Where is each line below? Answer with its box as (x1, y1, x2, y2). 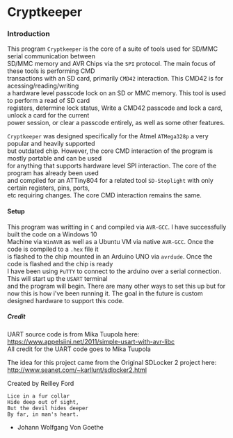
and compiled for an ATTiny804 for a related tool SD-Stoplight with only (7, 177, 214, 185)
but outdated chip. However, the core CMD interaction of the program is (7, 147, 214, 155)
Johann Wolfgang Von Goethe (17, 423, 104, 431)
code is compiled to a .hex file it (7, 245, 99, 253)
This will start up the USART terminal (7, 274, 108, 282)
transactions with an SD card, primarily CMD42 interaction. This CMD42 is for (7, 74, 224, 83)
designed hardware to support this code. (7, 296, 124, 305)
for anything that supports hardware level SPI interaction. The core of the (7, 161, 217, 170)
